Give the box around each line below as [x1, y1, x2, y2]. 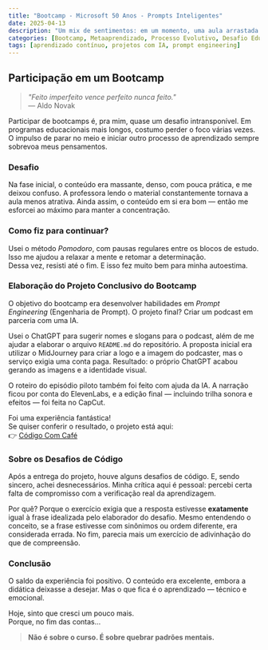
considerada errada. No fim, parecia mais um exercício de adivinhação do [8, 529, 251, 540]
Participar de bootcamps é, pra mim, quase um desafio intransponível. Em [8, 116, 251, 126]
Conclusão [8, 558, 52, 569]
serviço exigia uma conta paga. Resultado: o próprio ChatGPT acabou [8, 357, 238, 366]
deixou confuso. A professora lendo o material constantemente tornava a [8, 189, 249, 198]
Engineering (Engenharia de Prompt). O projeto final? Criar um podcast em [8, 307, 254, 317]
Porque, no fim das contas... [8, 617, 101, 627]
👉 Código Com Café [8, 430, 78, 440]
